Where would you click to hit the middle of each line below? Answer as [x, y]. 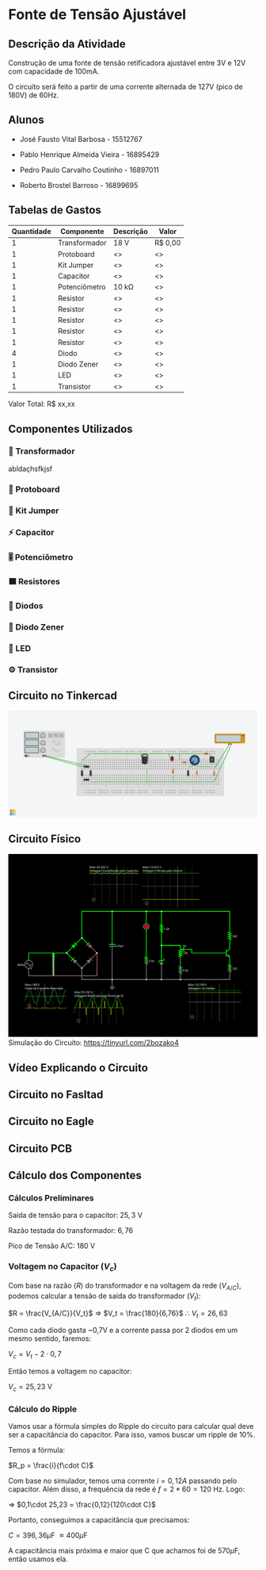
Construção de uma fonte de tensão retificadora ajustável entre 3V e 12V [127, 63]
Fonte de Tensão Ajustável [97, 15]
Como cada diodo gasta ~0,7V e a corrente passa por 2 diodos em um [123, 1331]
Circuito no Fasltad [56, 1095]
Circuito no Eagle [51, 1122]
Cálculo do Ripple [43, 1409]
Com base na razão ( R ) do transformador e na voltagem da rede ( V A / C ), [125, 1286]
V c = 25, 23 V [30, 1388]
